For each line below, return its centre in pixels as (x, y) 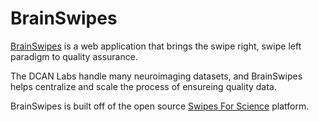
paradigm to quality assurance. (74, 56)
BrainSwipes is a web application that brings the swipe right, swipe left (156, 46)
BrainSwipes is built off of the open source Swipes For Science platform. (160, 106)
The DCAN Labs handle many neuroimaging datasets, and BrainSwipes (156, 76)
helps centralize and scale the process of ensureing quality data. (143, 86)
